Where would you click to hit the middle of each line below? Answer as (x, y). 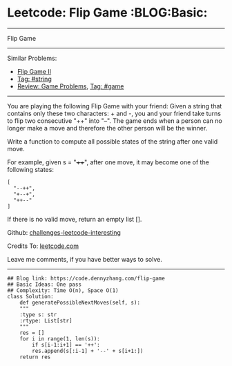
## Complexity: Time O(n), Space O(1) (63, 290)
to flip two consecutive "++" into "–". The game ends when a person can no (115, 121)
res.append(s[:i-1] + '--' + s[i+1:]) (88, 351)
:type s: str (38, 315)
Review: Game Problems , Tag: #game (70, 86)
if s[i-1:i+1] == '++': (66, 345)
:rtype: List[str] (46, 320)
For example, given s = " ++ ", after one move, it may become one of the (108, 162)
